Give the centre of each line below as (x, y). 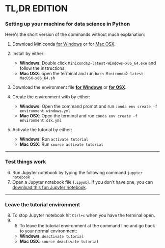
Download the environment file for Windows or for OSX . (69, 87)
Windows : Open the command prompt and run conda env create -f (88, 107)
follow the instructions (42, 68)
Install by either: (28, 54)
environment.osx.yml (41, 121)
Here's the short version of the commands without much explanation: (75, 34)
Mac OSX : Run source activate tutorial (61, 144)
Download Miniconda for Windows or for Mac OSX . (64, 44)
